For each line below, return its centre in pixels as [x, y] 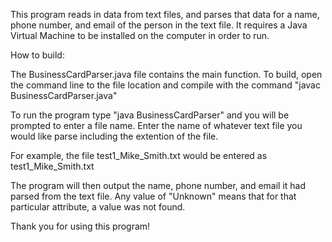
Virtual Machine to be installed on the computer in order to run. [140, 35]
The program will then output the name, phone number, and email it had [158, 185]
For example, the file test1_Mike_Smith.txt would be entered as [139, 155]
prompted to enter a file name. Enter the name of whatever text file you [156, 125]
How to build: [37, 55]
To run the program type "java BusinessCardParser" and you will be [150, 115]
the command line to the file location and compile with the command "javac [165, 85]
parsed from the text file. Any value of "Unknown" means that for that [153, 196]
